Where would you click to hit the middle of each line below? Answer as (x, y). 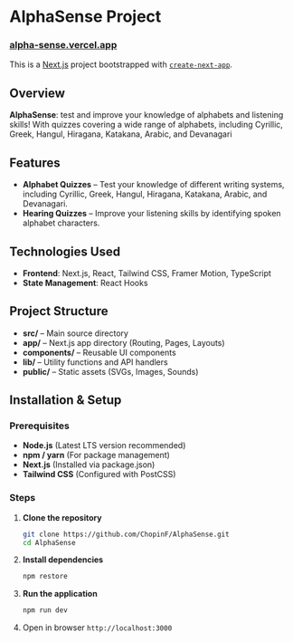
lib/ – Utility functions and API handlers (95, 362)
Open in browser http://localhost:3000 (97, 628)
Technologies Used (65, 251)
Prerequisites (39, 426)
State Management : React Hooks (85, 283)
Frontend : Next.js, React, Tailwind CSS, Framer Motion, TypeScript (146, 273)
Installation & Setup (66, 400)
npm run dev (45, 610)
